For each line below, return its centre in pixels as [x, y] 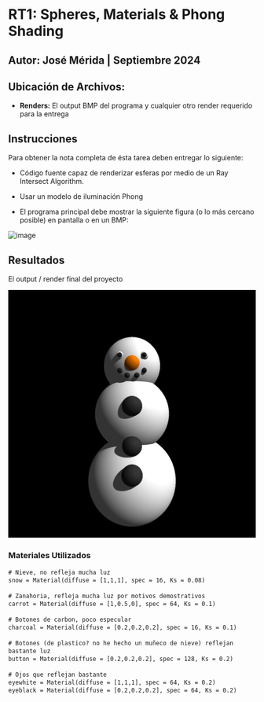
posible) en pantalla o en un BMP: [74, 220]
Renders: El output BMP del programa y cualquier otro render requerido [136, 106]
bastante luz [29, 651]
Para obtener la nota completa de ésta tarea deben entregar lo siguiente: [126, 158]
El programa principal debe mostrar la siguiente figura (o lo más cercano [137, 212]
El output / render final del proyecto [66, 279]
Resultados [37, 260]
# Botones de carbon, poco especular [70, 620]
